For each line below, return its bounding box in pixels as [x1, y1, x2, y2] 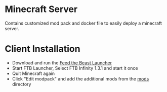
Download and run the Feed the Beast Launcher [12, 59, 112, 66]
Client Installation [5, 43, 80, 55]
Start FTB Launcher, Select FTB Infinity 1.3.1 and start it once [12, 65, 138, 71]
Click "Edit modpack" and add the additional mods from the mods [12, 75, 149, 81]
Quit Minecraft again [12, 70, 55, 76]
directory [12, 81, 31, 87]
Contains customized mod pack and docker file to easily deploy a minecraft [5, 20, 162, 26]
